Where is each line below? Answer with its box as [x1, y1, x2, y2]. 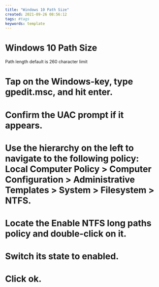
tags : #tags [5, 16, 30, 21]
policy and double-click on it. [5, 228, 127, 239]
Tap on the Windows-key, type [5, 76, 133, 87]
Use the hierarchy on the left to [5, 142, 134, 153]
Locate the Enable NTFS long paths [5, 217, 152, 229]
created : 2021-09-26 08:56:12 [5, 12, 67, 17]
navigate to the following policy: [5, 153, 139, 164]
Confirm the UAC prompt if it [5, 109, 124, 120]
